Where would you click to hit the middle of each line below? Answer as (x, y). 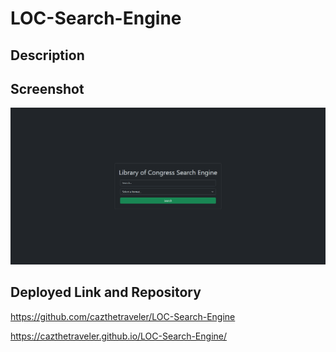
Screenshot (47, 88)
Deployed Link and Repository (106, 292)
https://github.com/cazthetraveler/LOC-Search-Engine (123, 316)
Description (47, 55)
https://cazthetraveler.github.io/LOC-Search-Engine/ (118, 336)
